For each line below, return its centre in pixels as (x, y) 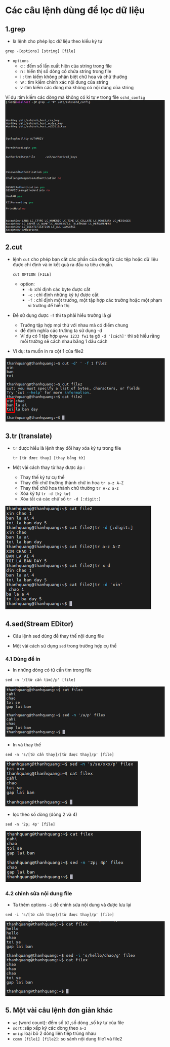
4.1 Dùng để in (23, 659)
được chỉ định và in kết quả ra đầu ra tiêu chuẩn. (63, 265)
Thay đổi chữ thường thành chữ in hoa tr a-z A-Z (72, 483)
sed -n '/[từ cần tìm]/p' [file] (40, 680)
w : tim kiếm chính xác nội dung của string (64, 82)
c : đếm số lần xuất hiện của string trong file (66, 66)
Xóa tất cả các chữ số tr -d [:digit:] (60, 499)
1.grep (15, 29)
